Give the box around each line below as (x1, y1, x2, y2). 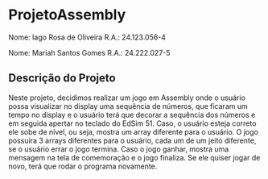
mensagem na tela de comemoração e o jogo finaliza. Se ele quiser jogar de (8, 152, 261, 162)
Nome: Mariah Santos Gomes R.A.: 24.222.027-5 (8, 48, 171, 57)
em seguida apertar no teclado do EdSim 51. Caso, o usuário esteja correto (8, 119, 257, 128)
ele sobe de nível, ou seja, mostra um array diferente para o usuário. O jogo (8, 127, 259, 136)
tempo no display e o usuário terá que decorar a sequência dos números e (8, 110, 256, 119)
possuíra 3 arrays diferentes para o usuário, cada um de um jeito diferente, (8, 135, 257, 145)
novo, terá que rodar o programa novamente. (8, 161, 158, 171)
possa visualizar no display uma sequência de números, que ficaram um (8, 101, 248, 110)
